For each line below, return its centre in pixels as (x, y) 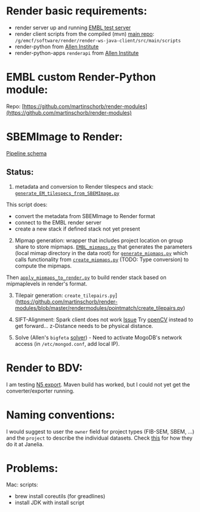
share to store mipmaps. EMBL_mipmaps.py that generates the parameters (104, 247)
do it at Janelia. (25, 444)
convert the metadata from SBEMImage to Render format (85, 216)
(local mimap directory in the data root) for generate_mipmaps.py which (101, 253)
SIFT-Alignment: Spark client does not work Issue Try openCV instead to (104, 319)
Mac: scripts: (22, 485)
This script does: (27, 204)
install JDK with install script (50, 502)
